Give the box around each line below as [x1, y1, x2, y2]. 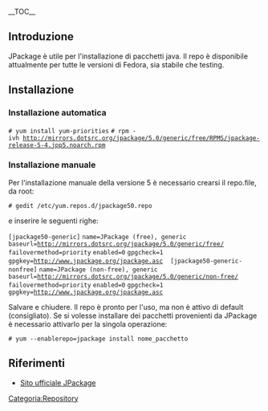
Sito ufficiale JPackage [19, 377, 96, 388]
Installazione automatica [8, 108, 107, 119]
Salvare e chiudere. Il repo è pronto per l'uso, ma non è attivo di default [8, 302, 244, 311]
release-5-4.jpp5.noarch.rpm [8, 140, 106, 149]
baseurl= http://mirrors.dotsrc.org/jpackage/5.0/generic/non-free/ [8, 272, 239, 280]
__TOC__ [8, 7, 36, 16]
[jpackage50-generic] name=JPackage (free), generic [8, 233, 187, 241]
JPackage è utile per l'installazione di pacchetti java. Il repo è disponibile [8, 51, 249, 61]
